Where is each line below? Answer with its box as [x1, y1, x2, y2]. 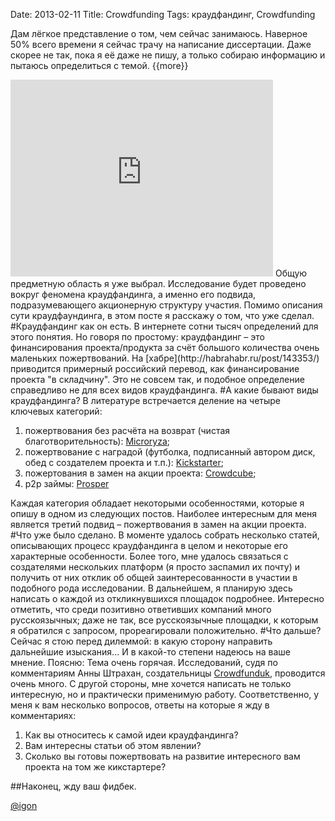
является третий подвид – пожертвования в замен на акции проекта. [10, 519, 307, 530]
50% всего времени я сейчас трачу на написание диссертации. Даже [10, 39, 312, 50]
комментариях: [10, 710, 77, 721]
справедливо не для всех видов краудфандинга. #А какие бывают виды [10, 384, 319, 396]
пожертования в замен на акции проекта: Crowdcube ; [24, 467, 257, 479]
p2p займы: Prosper [24, 478, 110, 489]
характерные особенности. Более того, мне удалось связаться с [10, 550, 289, 562]
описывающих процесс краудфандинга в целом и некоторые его [10, 540, 288, 551]
